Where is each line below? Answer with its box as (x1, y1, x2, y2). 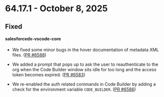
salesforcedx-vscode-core (5, 36, 61, 42)
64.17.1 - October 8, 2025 (5, 3, 108, 14)
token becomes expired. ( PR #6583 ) (12, 72, 86, 78)
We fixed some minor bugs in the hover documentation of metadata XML (12, 47, 159, 53)
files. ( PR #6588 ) (12, 52, 47, 58)
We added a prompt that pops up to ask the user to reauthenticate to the (12, 61, 159, 67)
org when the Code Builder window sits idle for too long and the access (12, 66, 157, 72)
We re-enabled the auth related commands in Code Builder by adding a (12, 81, 156, 87)
